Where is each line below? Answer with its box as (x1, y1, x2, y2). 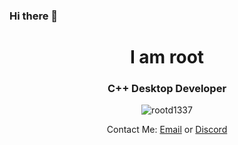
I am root (129, 46, 205, 69)
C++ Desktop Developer (107, 82, 227, 96)
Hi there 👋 (9, 9, 59, 23)
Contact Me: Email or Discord (106, 124, 228, 136)
